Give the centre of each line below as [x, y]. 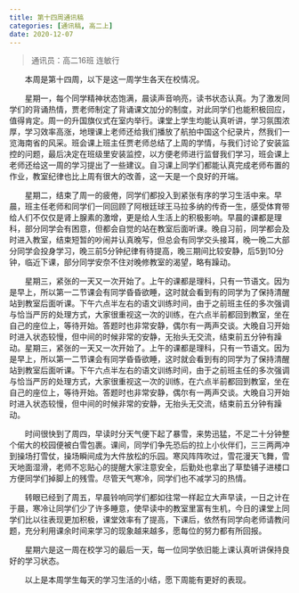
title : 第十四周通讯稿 [47, 17]
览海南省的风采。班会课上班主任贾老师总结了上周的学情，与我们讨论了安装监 [149, 143]
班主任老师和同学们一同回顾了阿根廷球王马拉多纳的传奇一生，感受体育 [153, 207]
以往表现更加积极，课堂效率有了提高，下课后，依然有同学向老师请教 [157, 520]
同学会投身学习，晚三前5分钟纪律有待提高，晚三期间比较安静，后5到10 [146, 251]
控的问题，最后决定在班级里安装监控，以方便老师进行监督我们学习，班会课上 [149, 154]
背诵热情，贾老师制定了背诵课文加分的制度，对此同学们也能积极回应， [161, 110]
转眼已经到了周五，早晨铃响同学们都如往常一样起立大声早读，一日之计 [153, 498]
